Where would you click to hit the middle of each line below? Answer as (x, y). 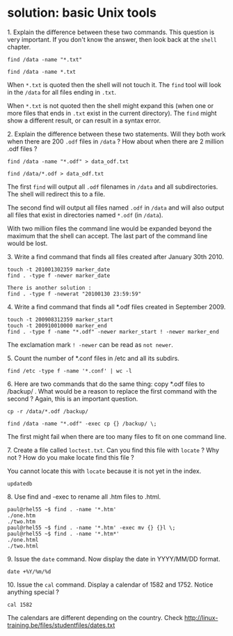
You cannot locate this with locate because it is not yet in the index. (104, 471)
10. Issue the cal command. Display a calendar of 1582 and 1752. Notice (110, 584)
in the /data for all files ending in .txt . (62, 92)
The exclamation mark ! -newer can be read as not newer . (90, 344)
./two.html (23, 546)
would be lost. (27, 243)
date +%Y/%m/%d (29, 572)
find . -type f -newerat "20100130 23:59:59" (74, 294)
